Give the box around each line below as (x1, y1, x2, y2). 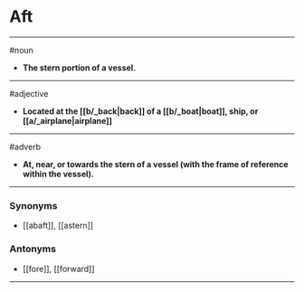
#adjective (9, 88, 49, 99)
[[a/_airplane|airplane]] (22, 115, 113, 126)
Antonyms (9, 242, 57, 255)
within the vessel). (22, 168, 95, 179)
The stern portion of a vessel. (22, 61, 137, 73)
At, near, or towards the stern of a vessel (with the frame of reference (22, 158, 289, 169)
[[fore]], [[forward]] (22, 263, 95, 274)
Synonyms (9, 199, 58, 212)
